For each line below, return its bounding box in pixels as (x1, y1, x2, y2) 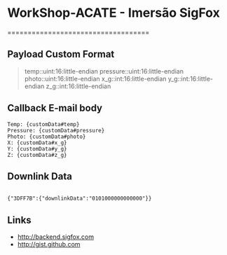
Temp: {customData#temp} (7, 120, 80, 127)
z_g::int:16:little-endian (46, 82, 111, 90)
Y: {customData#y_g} (7, 145, 68, 152)
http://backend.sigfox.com (17, 233, 95, 241)
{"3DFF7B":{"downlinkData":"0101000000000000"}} (7, 195, 152, 202)
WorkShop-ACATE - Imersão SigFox (7, 5, 221, 21)
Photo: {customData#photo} (7, 133, 86, 140)
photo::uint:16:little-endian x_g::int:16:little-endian (24, 74, 167, 83)
